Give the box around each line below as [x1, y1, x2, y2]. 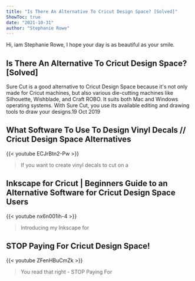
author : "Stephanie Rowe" [6, 25, 70, 31]
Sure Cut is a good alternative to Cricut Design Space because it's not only [6, 83, 188, 90]
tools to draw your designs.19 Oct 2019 [6, 108, 101, 115]
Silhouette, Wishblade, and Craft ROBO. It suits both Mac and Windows [6, 95, 179, 103]
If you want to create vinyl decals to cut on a [20, 161, 128, 168]
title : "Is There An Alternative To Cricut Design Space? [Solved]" [6, 8, 178, 15]
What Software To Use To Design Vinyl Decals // [6, 125, 186, 135]
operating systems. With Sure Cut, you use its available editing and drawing [6, 102, 190, 109]
